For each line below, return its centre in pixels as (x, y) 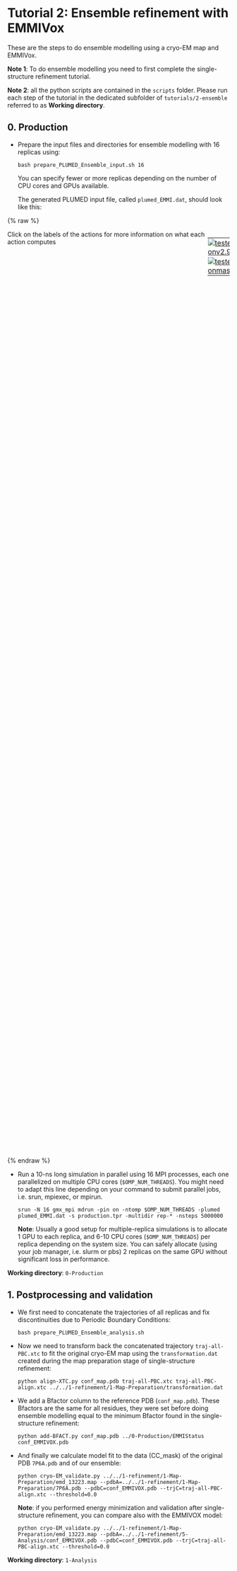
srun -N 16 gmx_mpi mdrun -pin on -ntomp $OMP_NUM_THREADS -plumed (119, 1209)
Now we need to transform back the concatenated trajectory (105, 1345)
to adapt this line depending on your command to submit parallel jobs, (119, 1189)
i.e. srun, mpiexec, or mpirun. (60, 1197)
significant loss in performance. (63, 1259)
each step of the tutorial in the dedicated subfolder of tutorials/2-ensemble (117, 98)
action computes (32, 241)
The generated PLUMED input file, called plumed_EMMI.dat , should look (120, 199)
